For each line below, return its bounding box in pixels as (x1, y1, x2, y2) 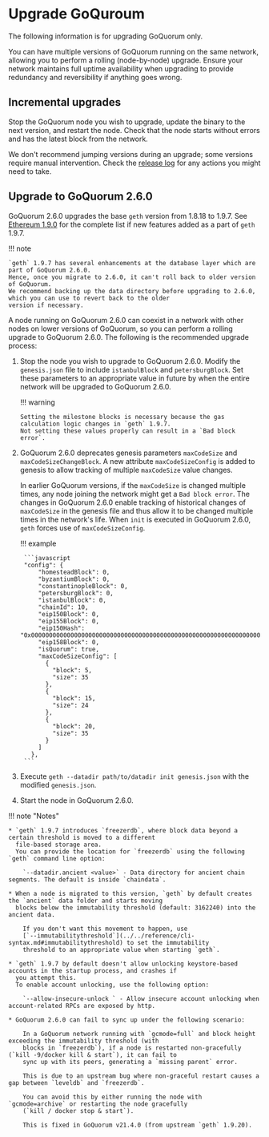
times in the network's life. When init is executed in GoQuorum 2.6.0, (19, 514, 251, 524)
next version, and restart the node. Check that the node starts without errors (8, 125, 260, 135)
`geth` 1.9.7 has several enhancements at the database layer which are (8, 259, 256, 267)
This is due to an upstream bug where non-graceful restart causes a (22, 1071, 260, 1080)
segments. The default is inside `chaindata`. (8, 875, 167, 884)
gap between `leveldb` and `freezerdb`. (8, 1079, 146, 1087)
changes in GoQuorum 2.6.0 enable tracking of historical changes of (19, 498, 247, 507)
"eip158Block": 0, (38, 638, 100, 646)
